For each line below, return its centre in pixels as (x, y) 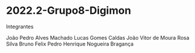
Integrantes (20, 26)
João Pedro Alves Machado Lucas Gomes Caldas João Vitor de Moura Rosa (98, 37)
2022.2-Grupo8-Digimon (69, 11)
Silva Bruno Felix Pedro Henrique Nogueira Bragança (70, 44)
